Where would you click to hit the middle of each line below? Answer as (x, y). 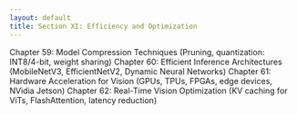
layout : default (40, 18)
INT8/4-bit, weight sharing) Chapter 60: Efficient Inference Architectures (146, 62)
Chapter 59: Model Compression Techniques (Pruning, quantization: (137, 52)
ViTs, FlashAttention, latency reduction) (83, 100)
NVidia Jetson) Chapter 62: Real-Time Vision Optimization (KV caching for (149, 91)
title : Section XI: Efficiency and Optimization (103, 26)
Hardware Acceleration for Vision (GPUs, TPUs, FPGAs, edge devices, (141, 81)
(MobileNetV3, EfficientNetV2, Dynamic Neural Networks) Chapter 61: (140, 71)
